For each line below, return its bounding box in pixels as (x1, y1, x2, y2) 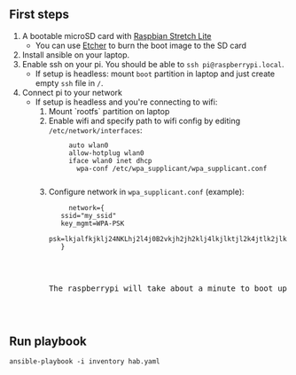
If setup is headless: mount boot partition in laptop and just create (35, 68, 276, 79)
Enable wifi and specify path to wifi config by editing (48, 115, 241, 126)
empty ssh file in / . (35, 77, 104, 88)
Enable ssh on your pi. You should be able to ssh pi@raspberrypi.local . (21, 59, 284, 69)
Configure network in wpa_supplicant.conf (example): (48, 186, 245, 197)
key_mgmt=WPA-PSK (60, 219, 125, 228)
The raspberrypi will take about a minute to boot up (48, 283, 288, 293)
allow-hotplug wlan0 (68, 148, 144, 158)
